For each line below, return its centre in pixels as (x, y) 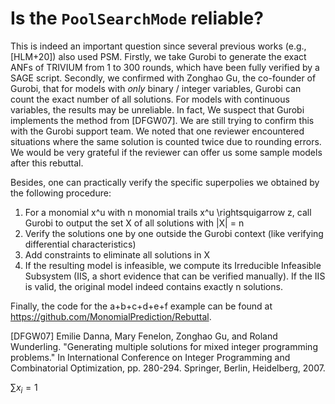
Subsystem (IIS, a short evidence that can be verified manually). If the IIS (175, 276)
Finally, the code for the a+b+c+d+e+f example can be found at (141, 306)
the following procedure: (61, 193)
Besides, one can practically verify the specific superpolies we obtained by (165, 182)
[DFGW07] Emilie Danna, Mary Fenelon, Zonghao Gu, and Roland (144, 336)
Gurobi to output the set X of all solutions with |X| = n (134, 223)
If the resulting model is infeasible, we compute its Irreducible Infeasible (173, 265)
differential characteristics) (80, 244)
